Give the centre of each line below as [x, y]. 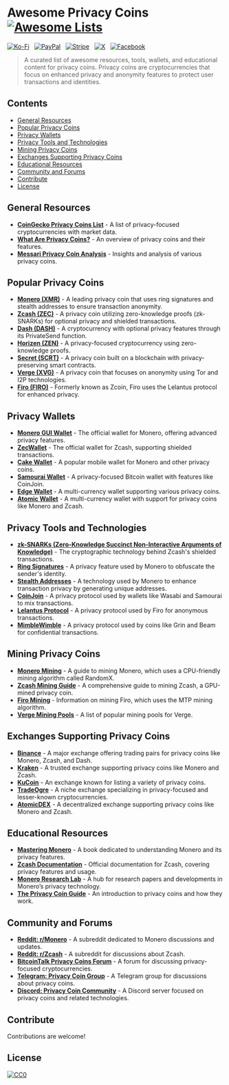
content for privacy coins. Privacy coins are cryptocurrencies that [117, 67]
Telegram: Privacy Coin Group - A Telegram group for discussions [112, 976]
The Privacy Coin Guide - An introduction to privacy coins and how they [120, 894]
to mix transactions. [45, 603]
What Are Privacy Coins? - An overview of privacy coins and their [111, 239]
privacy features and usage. [57, 872]
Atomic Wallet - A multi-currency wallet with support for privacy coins [117, 499]
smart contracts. [73, 365]
